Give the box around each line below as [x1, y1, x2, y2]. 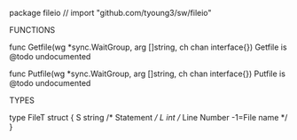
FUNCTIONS [9, 25, 56, 35]
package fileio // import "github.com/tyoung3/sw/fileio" [9, 8, 212, 18]
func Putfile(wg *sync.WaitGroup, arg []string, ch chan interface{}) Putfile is [9, 68, 286, 79]
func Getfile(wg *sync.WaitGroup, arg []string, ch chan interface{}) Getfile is [9, 42, 287, 52]
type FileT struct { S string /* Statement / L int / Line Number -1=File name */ [9, 113, 288, 122]
